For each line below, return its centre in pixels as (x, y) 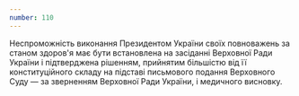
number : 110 (31, 17)
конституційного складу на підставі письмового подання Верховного (142, 72)
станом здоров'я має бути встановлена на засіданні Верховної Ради (141, 52)
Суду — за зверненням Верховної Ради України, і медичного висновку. (146, 81)
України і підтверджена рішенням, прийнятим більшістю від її (128, 62)
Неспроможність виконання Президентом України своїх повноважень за (149, 43)
